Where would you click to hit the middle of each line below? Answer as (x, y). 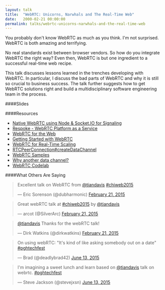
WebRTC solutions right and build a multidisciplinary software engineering (81, 89)
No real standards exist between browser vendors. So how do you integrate (82, 53)
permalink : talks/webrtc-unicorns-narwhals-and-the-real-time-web (75, 24)
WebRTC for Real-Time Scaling (44, 145)
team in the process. (26, 94)
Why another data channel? (41, 160)
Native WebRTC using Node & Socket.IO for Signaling (67, 123)
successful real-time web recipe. (39, 63)
